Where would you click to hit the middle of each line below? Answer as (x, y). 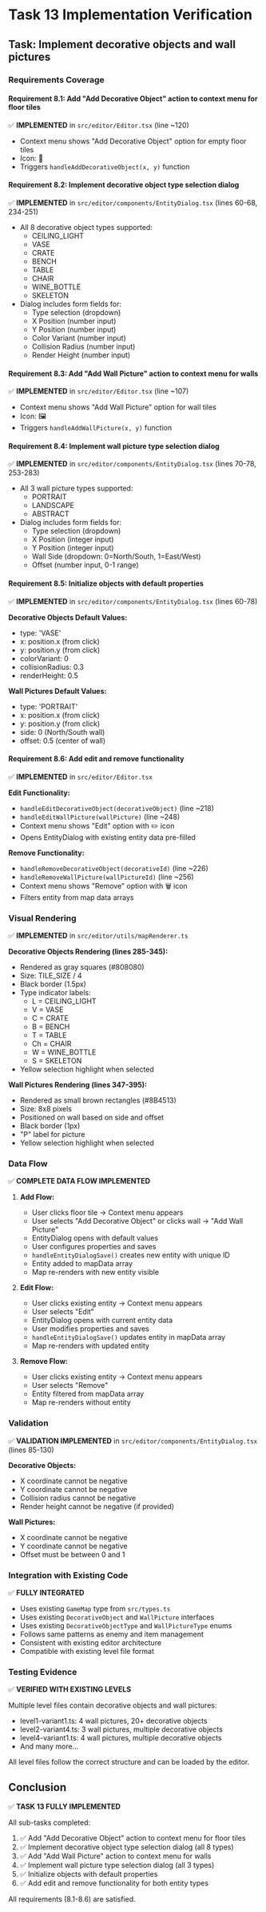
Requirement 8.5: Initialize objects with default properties (106, 583)
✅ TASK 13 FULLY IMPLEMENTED (65, 1807)
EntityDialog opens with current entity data (102, 1321)
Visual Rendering (43, 918)
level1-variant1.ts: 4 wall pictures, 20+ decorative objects (113, 1721)
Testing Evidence (43, 1672)
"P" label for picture (52, 1135)
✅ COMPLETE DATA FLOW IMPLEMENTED (79, 1181)
